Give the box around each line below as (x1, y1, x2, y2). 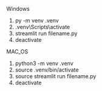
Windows (6, 5, 30, 12)
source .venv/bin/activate (15, 66, 79, 73)
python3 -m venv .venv (15, 60, 74, 67)
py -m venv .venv (15, 17, 59, 24)
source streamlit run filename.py (15, 73, 97, 79)
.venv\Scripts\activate (15, 24, 70, 30)
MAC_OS (6, 48, 29, 55)
